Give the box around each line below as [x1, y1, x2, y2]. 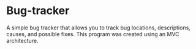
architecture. [6, 37, 39, 44]
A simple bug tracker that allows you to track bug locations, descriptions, [6, 24, 191, 31]
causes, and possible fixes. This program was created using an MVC [6, 30, 179, 37]
